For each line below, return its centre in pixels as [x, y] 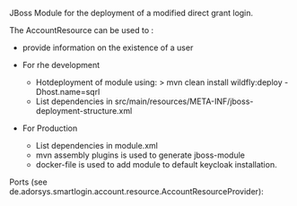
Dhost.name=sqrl [68, 92]
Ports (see [28, 182]
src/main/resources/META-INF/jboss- [184, 101]
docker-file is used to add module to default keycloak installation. [156, 164]
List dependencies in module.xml [97, 146]
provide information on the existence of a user [108, 47]
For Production [50, 128]
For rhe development [61, 65]
